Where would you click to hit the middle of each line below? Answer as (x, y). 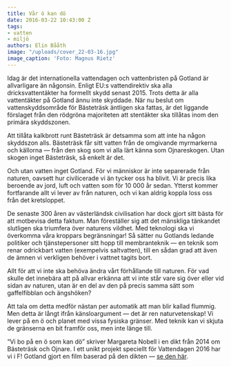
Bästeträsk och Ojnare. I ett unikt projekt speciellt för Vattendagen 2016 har (114, 348)
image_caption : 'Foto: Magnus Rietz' (61, 59)
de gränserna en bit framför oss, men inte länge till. (80, 328)
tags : (15, 26)
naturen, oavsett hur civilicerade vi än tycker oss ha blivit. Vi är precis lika (111, 178)
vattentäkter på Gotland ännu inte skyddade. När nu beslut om (96, 100)
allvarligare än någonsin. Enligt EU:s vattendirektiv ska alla (90, 85)
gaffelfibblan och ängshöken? (49, 292)
